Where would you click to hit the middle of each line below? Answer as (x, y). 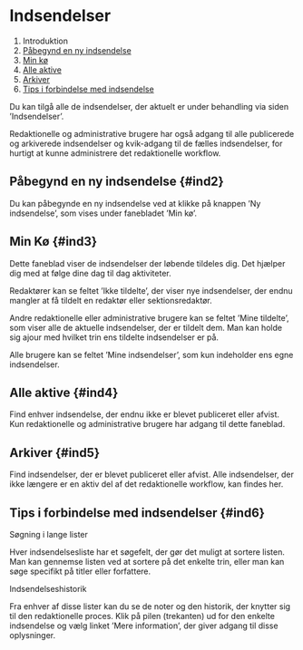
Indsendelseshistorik (48, 589)
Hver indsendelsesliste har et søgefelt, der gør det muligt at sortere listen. (147, 552)
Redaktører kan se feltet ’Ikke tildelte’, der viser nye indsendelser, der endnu (151, 290)
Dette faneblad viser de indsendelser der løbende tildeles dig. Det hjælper (147, 263)
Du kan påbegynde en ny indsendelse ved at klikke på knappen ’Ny (135, 203)
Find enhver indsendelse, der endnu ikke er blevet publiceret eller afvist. (144, 414)
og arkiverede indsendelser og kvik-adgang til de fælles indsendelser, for (146, 143)
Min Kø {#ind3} (54, 242)
